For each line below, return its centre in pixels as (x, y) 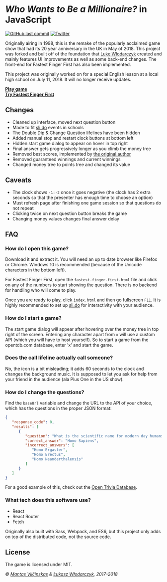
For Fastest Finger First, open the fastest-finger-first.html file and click (81, 280)
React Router (26, 516)
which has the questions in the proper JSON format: (58, 408)
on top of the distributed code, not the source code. (58, 537)
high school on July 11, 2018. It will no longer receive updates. (68, 79)
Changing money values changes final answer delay (66, 218)
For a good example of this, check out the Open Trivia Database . (71, 487)
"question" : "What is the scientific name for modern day (86, 436)
